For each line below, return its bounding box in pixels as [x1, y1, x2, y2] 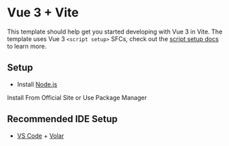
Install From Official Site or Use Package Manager [7, 93, 147, 101]
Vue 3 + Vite [7, 5, 79, 21]
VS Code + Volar [16, 132, 64, 140]
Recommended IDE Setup [7, 113, 118, 125]
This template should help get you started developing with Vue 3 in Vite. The [7, 27, 223, 36]
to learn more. [7, 42, 46, 50]
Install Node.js [16, 80, 57, 88]
